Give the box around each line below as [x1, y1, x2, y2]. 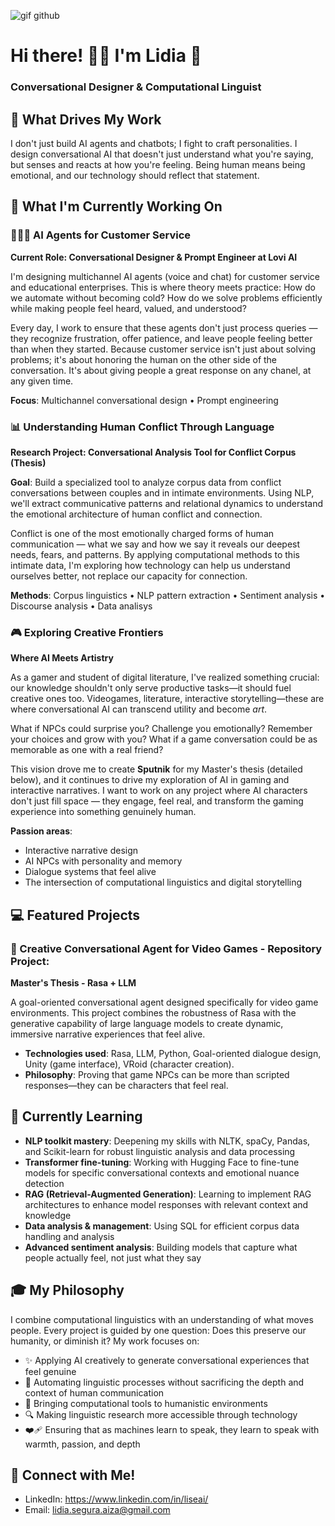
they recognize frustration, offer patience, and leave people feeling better [10, 332, 313, 344]
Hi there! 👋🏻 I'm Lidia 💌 [10, 45, 202, 67]
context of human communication [24, 1386, 165, 1399]
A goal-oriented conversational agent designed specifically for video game [10, 996, 319, 1008]
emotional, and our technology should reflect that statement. [10, 169, 260, 181]
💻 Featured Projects [10, 906, 141, 924]
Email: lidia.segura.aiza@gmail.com [24, 1504, 171, 1516]
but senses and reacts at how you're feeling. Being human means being [10, 158, 306, 170]
